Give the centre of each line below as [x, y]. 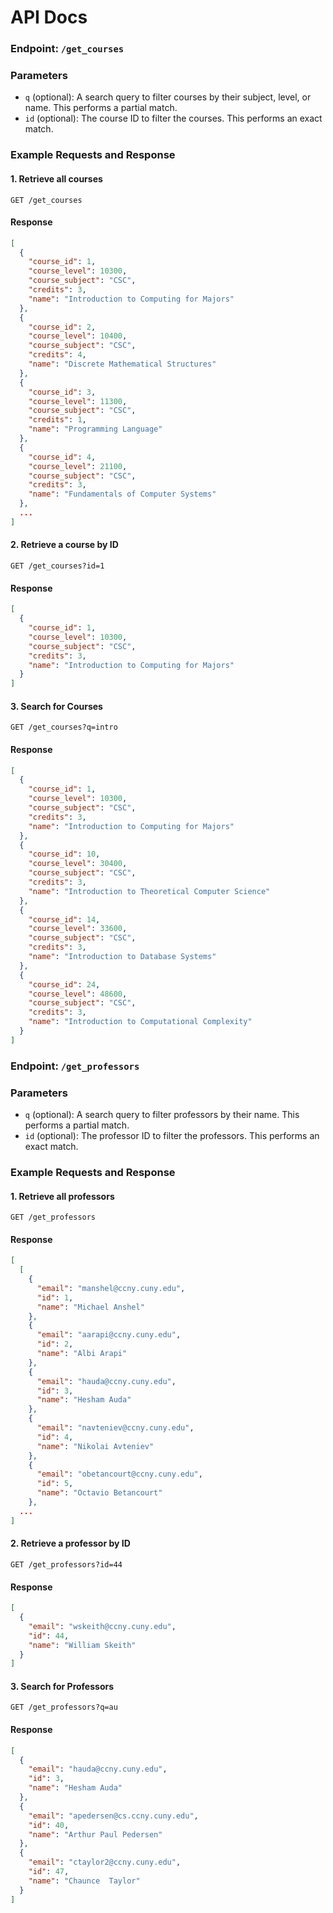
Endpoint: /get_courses [67, 49]
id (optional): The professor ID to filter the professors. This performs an [172, 1136]
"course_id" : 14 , [64, 919]
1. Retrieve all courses [56, 178]
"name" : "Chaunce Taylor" [84, 1881]
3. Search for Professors [62, 1686]
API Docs [49, 17]
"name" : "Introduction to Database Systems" [122, 957]
